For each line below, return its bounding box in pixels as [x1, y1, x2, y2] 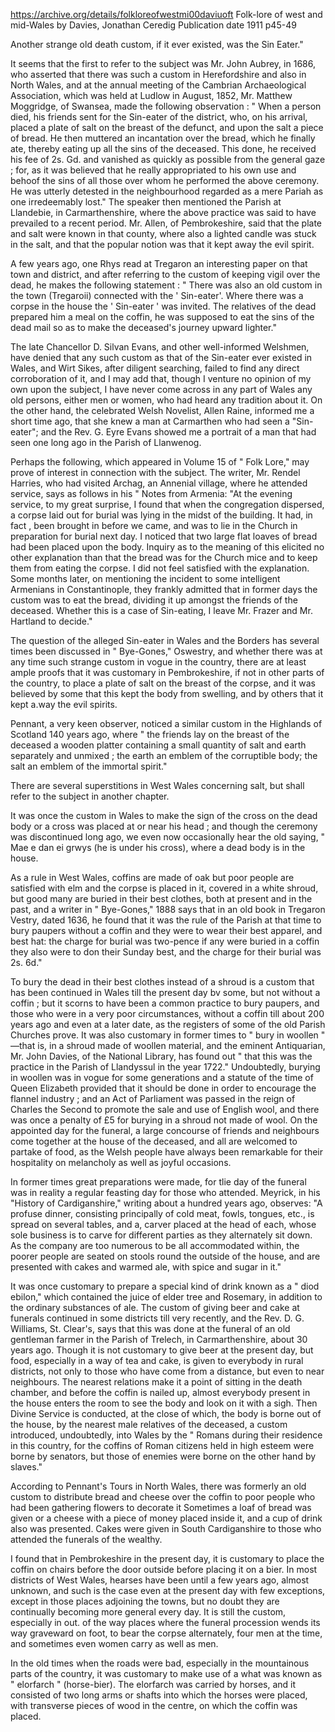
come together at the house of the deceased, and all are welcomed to [10, 1135, 298, 1147]
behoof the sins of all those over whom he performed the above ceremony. [10, 175, 320, 186]
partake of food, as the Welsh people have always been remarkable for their [10, 1146, 324, 1158]
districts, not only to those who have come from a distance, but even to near [10, 1365, 325, 1377]
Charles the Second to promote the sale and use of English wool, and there [10, 1104, 320, 1115]
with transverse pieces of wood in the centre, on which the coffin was [10, 1700, 298, 1711]
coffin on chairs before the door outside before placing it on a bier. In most [10, 1564, 318, 1575]
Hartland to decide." [10, 615, 93, 627]
